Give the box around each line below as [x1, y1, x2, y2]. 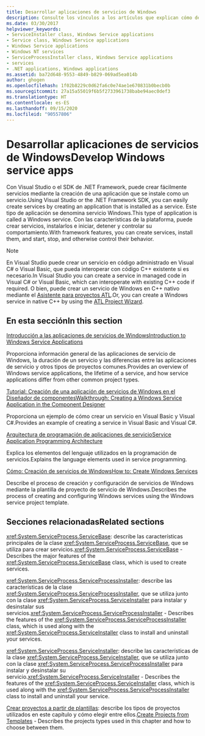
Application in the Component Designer [6, 401, 106, 408]
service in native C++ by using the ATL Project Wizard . [6, 298, 144, 305]
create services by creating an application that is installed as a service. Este [6, 203, 197, 211]
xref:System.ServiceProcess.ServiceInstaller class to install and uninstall [6, 629, 189, 636]
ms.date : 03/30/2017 [6, 20, 59, 26]
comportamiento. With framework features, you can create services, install [6, 229, 193, 236]
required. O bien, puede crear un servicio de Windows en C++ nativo [6, 285, 180, 292]
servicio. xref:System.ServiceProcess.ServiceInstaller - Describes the [6, 673, 180, 680]
